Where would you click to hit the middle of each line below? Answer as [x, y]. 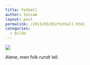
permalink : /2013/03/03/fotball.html [45, 24]
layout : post [19, 19]
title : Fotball [21, 10]
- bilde [18, 33]
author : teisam [21, 15]
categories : [18, 29]
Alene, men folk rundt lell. [32, 57]
